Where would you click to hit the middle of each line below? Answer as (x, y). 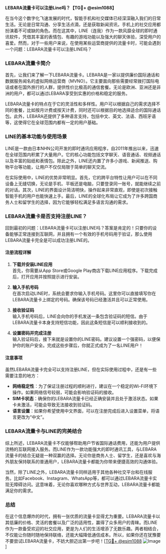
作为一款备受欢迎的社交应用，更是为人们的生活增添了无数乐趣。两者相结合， (83, 528)
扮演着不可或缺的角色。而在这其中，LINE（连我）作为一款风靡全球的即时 (79, 31)
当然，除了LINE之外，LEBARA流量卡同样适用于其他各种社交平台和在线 (77, 472)
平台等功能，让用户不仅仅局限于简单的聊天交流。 (59, 167)
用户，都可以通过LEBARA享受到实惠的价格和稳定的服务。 (72, 93)
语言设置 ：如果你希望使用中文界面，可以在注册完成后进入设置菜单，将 (84, 411)
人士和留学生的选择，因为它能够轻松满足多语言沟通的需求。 (70, 202)
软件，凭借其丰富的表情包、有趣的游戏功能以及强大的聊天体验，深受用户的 (85, 37)
